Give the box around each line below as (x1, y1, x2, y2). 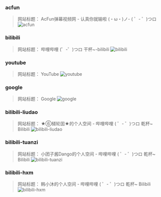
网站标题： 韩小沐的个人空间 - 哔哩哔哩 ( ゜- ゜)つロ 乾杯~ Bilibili (17, 181, 151, 187)
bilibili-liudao (5, 109, 38, 116)
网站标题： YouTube (17, 71, 59, 77)
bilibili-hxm (5, 169, 34, 176)
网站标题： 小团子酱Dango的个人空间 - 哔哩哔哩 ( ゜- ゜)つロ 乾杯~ (17, 151, 155, 157)
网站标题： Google (17, 96, 56, 102)
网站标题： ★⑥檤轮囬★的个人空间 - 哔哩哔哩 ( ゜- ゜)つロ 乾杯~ (17, 121, 153, 127)
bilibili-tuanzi (5, 139, 39, 146)
